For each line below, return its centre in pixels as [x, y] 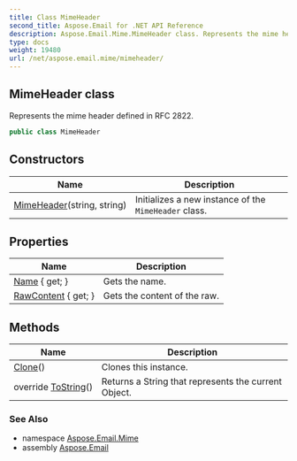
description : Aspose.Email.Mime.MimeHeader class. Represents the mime [144, 34]
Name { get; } [41, 281]
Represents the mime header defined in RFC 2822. [102, 115]
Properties [39, 241]
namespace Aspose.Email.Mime [80, 438]
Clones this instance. [145, 367]
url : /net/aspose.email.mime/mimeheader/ [87, 58]
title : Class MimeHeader [55, 17]
